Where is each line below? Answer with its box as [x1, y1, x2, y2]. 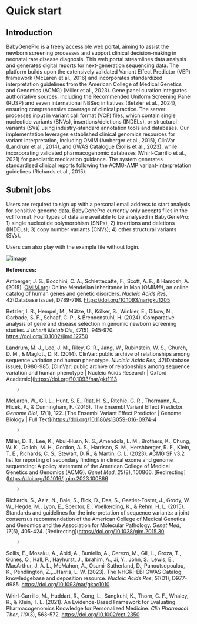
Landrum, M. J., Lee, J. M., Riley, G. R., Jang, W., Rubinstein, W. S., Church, [6, 344, 188, 351]
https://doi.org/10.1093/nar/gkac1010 [21, 580, 110, 588]
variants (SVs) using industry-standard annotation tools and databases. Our [6, 125, 189, 131]
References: [6, 266, 37, 273]
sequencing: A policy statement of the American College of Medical [6, 462, 171, 469]
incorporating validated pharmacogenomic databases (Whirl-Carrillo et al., [6, 149, 186, 156]
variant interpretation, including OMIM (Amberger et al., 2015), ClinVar [6, 137, 175, 144]
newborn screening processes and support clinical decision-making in [6, 49, 177, 56]
